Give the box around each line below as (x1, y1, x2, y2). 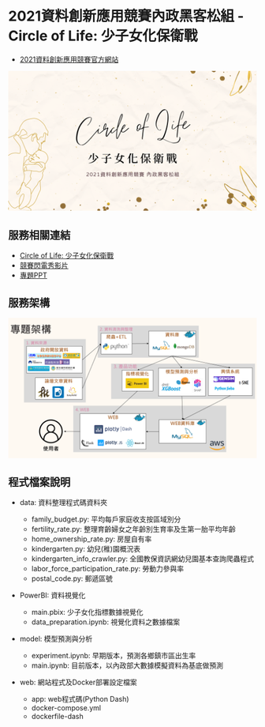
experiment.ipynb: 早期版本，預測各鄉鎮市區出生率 (31, 651, 196, 661)
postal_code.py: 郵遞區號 (31, 574, 113, 583)
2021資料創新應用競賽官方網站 (19, 55, 119, 64)
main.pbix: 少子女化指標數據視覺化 (31, 608, 144, 617)
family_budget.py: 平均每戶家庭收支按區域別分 (31, 514, 181, 524)
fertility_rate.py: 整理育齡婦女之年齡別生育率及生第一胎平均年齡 (31, 525, 237, 534)
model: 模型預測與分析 (19, 634, 93, 644)
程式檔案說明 (8, 475, 71, 488)
